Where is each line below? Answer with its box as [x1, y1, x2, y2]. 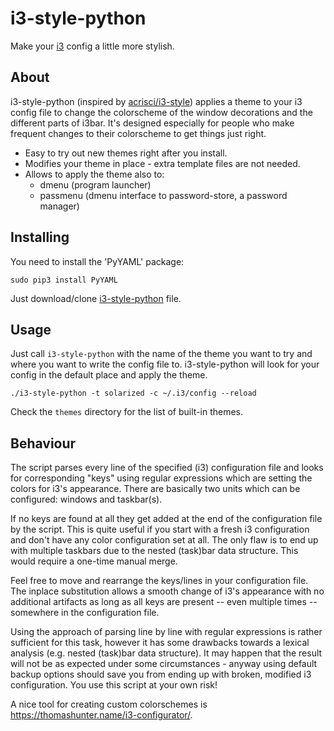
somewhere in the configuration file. [10, 607, 160, 619]
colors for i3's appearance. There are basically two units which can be [10, 483, 301, 495]
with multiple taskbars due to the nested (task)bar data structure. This [10, 545, 299, 557]
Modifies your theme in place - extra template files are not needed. [24, 157, 301, 169]
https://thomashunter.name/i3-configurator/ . [10, 709, 193, 721]
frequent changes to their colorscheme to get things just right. [10, 127, 267, 139]
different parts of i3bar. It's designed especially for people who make [10, 117, 295, 129]
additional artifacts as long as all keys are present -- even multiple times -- [10, 596, 318, 608]
